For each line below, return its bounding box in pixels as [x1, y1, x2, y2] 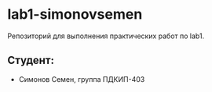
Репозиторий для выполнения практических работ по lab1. [7, 31, 205, 41]
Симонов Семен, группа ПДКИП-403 [18, 74, 145, 83]
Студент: [7, 54, 55, 67]
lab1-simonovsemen [7, 5, 143, 23]
